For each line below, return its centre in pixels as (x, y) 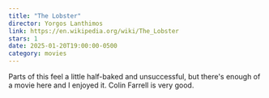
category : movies (38, 53)
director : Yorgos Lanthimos (56, 23)
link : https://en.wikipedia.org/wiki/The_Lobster (94, 31)
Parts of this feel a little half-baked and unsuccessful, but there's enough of (134, 77)
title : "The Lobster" (45, 16)
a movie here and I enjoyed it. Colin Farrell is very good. (101, 85)
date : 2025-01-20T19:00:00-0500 (63, 46)
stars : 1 (23, 38)
